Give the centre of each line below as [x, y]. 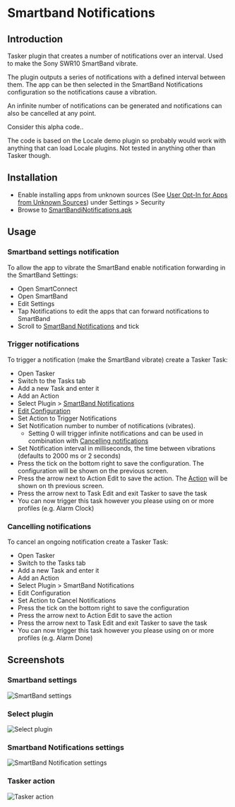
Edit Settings [36, 303]
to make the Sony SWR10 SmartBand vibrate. [73, 63]
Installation [32, 178]
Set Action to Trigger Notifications [67, 418]
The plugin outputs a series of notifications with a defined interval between [116, 77]
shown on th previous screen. [61, 485]
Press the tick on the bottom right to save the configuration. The [111, 463]
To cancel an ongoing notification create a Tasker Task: [88, 542]
